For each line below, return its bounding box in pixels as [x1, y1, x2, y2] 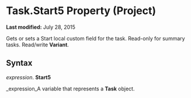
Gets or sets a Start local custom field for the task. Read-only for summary [6, 35, 185, 42]
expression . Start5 [6, 73, 51, 80]
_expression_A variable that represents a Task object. [6, 85, 135, 92]
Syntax [6, 58, 33, 68]
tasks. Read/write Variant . [6, 41, 69, 48]
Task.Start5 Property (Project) [6, 4, 157, 18]
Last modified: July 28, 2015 [6, 23, 76, 31]
